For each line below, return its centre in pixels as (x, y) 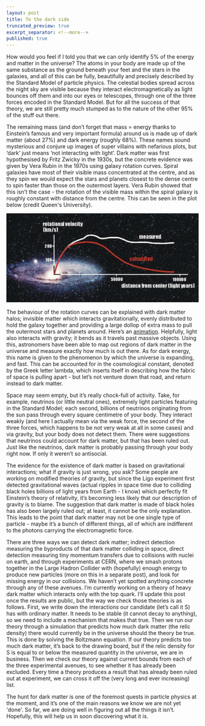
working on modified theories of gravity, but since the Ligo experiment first (101, 478)
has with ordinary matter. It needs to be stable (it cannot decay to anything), (102, 613)
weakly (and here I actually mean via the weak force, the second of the (95, 421)
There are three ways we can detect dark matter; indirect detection (91, 542)
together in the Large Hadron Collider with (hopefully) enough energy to (97, 568)
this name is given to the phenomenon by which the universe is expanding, (100, 357)
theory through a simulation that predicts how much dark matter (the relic (99, 626)
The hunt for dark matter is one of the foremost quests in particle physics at (102, 697)
